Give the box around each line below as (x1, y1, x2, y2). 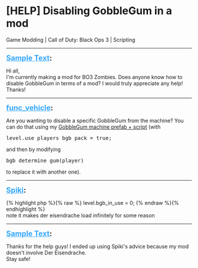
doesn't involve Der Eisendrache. (6, 249, 87, 256)
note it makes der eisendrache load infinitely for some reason (6, 211, 155, 219)
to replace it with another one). (6, 168, 81, 175)
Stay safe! (6, 255, 31, 262)
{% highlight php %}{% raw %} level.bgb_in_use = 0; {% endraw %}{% (6, 199, 179, 206)
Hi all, (6, 67, 20, 74)
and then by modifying (6, 146, 61, 153)
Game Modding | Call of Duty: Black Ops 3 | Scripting (6, 36, 136, 43)
